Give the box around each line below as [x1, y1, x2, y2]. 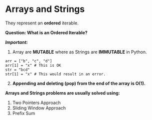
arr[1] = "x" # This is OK [5, 63, 61, 68]
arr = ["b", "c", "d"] [5, 58, 52, 63]
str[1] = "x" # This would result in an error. [5, 71, 106, 77]
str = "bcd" [5, 67, 30, 72]
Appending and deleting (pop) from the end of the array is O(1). [12, 80, 146, 86]
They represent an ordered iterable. [5, 20, 79, 26]
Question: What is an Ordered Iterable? [5, 29, 88, 35]
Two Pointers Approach [12, 100, 61, 106]
